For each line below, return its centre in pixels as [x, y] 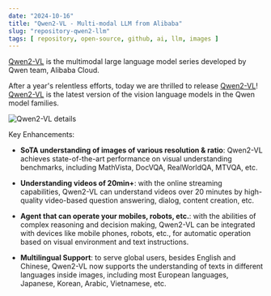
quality [32, 200]
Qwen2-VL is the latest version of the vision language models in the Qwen [132, 95]
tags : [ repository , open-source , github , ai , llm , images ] [114, 39]
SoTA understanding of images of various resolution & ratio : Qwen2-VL [141, 150]
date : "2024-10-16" [41, 16]
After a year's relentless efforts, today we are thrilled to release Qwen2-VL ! [133, 86]
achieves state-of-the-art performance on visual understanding [126, 159]
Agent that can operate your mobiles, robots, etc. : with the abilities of [138, 217]
